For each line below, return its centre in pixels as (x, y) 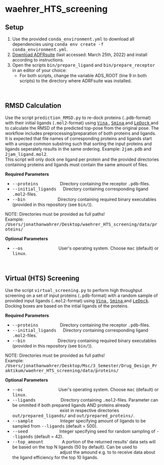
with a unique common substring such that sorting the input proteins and (79, 144)
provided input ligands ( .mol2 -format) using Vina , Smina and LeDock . (77, 300)
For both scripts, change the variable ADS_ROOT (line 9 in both (83, 75)
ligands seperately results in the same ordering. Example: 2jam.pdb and (78, 149)
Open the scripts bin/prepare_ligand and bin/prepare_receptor (83, 65)
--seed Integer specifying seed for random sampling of (84, 431)
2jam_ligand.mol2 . (26, 154)
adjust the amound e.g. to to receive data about (107, 452)
